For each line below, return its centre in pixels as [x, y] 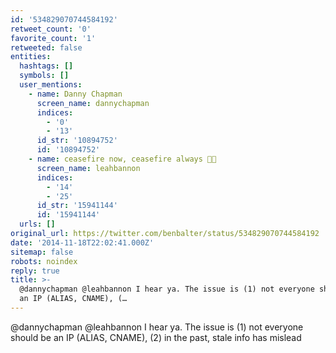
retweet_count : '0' [51, 29]
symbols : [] [44, 76]
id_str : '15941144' [77, 206]
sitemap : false [42, 252]
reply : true [35, 271]
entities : [31, 57]
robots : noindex [44, 261]
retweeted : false [46, 47]
